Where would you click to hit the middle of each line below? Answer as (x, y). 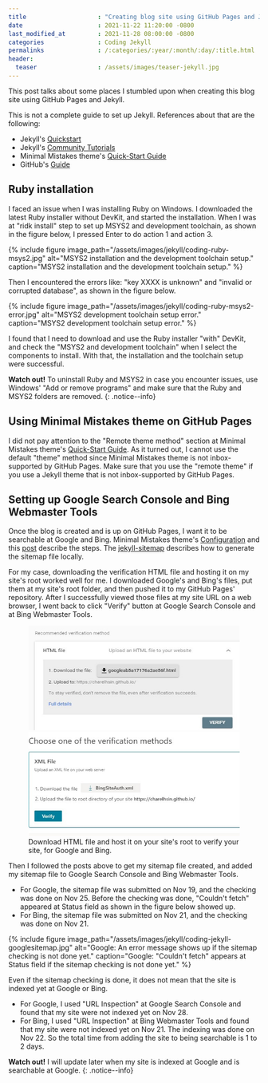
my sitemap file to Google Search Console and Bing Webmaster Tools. (124, 874)
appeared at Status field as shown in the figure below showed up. (128, 907)
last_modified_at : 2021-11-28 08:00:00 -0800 (101, 34)
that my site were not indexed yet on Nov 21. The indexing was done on (137, 1029)
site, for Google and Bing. (70, 850)
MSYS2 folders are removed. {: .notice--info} (82, 396)
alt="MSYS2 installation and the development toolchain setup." (150, 258)
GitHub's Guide (45, 164)
